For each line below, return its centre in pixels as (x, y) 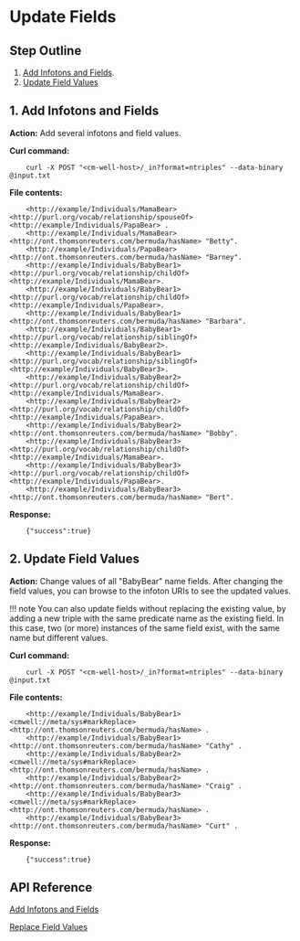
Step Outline (46, 51)
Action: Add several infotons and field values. (95, 133)
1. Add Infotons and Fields (84, 111)
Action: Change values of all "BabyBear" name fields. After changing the (146, 581)
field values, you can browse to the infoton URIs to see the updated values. (150, 591)
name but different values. (59, 637)
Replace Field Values (49, 927)
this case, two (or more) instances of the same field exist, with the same (145, 627)
